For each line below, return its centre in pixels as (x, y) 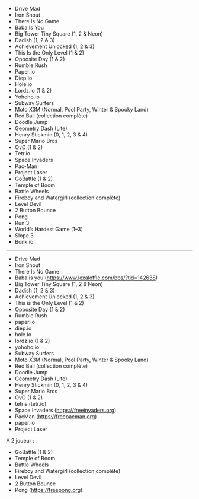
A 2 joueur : (20, 441)
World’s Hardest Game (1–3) (49, 229)
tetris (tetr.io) (31, 404)
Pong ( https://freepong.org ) (49, 490)
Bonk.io (24, 242)
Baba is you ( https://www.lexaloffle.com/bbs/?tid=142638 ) (86, 278)
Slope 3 (24, 236)
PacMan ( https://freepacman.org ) (56, 417)
